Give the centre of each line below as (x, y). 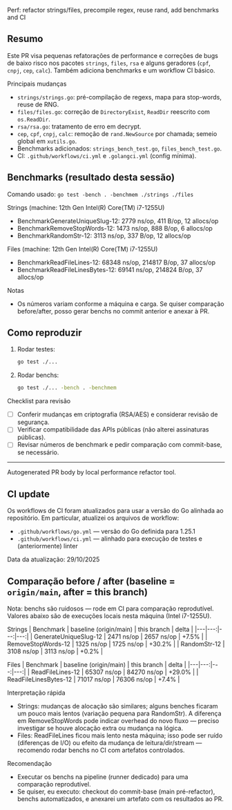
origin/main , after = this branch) (78, 592)
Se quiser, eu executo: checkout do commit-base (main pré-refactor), (116, 791)
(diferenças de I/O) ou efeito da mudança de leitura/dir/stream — (109, 743)
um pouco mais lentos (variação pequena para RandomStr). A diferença (119, 713)
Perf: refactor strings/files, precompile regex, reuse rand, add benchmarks (113, 10)
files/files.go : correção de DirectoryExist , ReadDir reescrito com (114, 112)
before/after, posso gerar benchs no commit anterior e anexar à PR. (113, 311)
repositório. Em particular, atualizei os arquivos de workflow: (93, 518)
